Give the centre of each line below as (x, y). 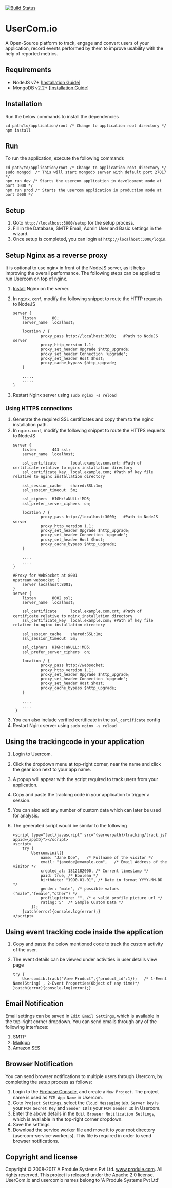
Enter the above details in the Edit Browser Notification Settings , (84, 1113)
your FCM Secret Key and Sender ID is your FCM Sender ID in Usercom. (87, 1108)
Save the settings (31, 1124)
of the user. (25, 949)
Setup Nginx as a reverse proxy (56, 255)
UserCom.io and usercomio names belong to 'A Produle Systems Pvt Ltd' (82, 1180)
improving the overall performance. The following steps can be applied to (83, 273)
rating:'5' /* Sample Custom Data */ (82, 903)
